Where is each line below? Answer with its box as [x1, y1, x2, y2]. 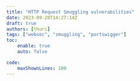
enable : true [17, 43, 51, 49]
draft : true [6, 20, 37, 26]
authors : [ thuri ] [6, 26, 51, 32]
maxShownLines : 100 [17, 65, 67, 71]
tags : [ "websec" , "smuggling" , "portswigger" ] [6, 32, 127, 38]
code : [6, 59, 20, 66]
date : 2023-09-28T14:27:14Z [6, 15, 78, 21]
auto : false [17, 49, 47, 55]
